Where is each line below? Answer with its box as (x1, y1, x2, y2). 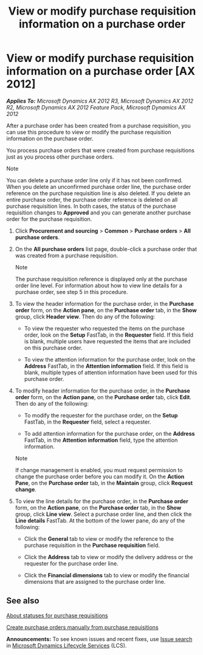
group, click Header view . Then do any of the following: (15, 313, 156, 320)
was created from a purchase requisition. (15, 252, 119, 259)
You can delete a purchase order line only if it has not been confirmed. (6, 176, 183, 183)
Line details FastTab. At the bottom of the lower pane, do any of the (15, 516, 185, 524)
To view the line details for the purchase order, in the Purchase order (15, 497, 188, 505)
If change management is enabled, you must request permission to (15, 466, 183, 473)
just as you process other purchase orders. (6, 153, 114, 160)
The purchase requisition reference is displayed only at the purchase (15, 275, 188, 283)
